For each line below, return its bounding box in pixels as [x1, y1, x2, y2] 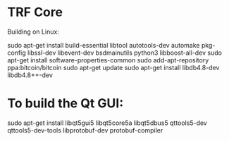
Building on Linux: [7, 27, 60, 36]
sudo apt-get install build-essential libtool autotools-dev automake [7, 41, 200, 49]
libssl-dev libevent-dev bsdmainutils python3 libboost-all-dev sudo [27, 48, 222, 57]
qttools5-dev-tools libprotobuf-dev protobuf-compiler [7, 126, 163, 134]
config [7, 48, 26, 57]
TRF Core [7, 4, 63, 20]
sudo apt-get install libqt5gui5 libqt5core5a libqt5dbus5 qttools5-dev [7, 119, 208, 127]
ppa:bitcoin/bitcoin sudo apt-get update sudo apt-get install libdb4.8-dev [7, 63, 220, 72]
